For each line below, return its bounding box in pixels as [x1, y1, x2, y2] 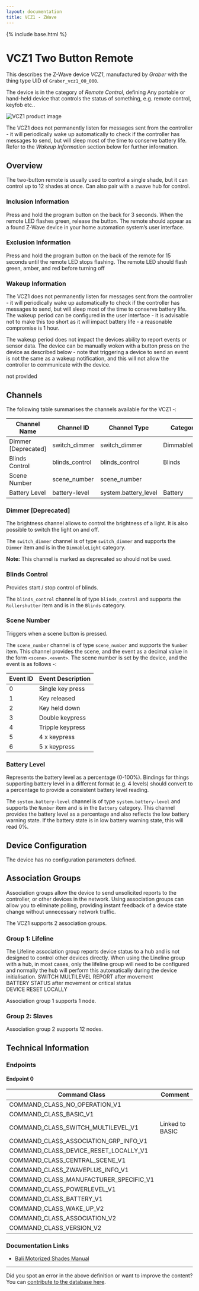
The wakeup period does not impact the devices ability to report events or [6, 336, 187, 343]
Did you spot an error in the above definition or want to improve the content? [6, 1272, 193, 1279]
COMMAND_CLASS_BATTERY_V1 [9, 1195, 103, 1203]
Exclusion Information [6, 238, 71, 247]
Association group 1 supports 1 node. [6, 998, 97, 1005]
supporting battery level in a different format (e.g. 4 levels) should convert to [6, 780, 193, 787]
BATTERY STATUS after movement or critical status [6, 980, 131, 987]
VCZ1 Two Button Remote [6, 51, 134, 65]
